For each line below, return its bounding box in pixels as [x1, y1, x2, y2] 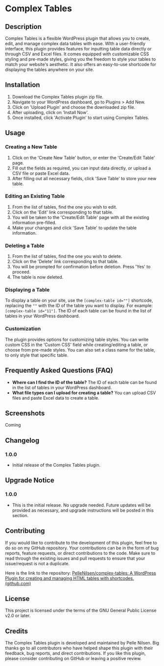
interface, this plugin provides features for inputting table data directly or [5, 46, 152, 51]
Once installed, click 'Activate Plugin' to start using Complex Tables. [12, 115, 149, 120]
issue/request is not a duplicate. [5, 560, 70, 566]
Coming [5, 422, 21, 428]
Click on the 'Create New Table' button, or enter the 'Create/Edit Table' [12, 155, 155, 161]
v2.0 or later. [5, 613, 31, 618]
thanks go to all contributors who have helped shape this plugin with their [5, 645, 153, 651]
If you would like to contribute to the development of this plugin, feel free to [5, 540, 158, 546]
